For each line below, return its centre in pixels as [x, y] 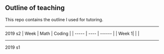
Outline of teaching [35, 8]
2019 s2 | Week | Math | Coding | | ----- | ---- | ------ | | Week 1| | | [72, 33]
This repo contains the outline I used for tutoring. [54, 19]
